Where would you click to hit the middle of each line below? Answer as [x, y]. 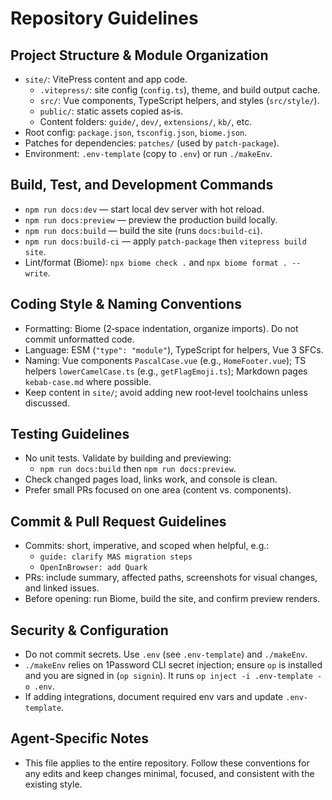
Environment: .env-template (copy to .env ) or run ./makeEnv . [148, 153]
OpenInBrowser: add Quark [93, 568]
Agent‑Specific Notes [80, 738]
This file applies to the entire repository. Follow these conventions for [167, 763]
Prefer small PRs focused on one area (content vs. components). [158, 490]
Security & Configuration [89, 630]
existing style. [53, 784]
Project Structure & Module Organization [139, 55]
